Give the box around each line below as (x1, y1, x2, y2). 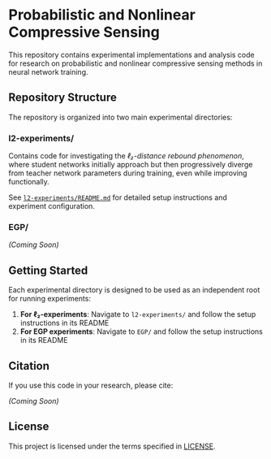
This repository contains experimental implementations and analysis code (8, 50, 255, 59)
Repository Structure (8, 91, 118, 105)
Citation (8, 359, 50, 373)
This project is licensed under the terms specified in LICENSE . (8, 441, 216, 451)
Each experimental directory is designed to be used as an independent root (8, 285, 260, 295)
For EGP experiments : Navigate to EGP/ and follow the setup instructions (19, 327, 264, 336)
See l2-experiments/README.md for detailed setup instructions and (8, 193, 227, 202)
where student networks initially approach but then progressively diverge (8, 160, 253, 170)
